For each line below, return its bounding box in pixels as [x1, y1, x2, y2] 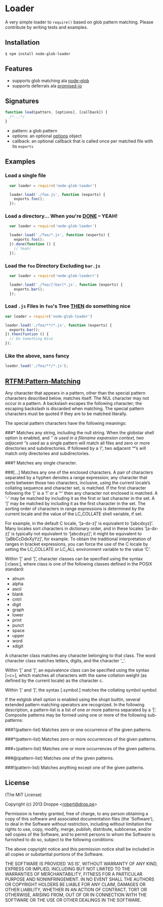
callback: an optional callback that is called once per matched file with [12, 138, 153, 144]
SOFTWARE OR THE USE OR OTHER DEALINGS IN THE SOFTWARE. [5, 897, 142, 903]
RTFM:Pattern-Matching [5, 377, 81, 385]
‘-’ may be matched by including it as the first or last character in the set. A [5, 495, 155, 501]
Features [5, 64, 33, 73]
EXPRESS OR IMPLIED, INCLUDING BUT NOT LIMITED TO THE [5, 865, 130, 872]
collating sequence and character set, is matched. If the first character [5, 485, 146, 491]
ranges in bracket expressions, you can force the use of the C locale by [5, 541, 148, 547]
